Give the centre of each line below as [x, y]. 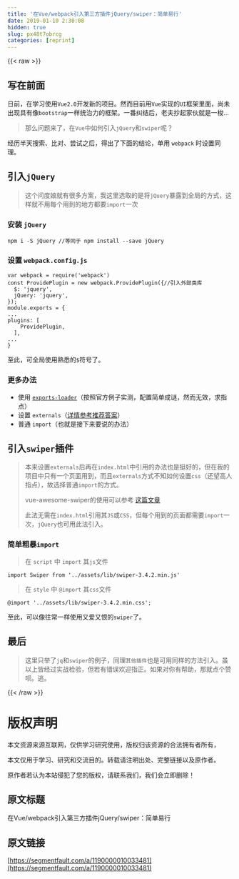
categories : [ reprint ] [41, 41]
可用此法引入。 [85, 524]
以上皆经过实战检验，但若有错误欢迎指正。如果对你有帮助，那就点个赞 [128, 669]
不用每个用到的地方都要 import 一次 [88, 204]
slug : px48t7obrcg [35, 34]
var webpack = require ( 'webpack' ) [59, 276]
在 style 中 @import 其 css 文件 [68, 589]
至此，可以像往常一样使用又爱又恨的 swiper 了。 [76, 617]
